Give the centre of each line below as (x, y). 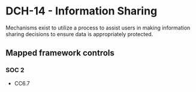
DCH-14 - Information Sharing (82, 11)
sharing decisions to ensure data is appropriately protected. (79, 34)
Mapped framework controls (60, 53)
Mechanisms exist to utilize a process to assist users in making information (98, 28)
